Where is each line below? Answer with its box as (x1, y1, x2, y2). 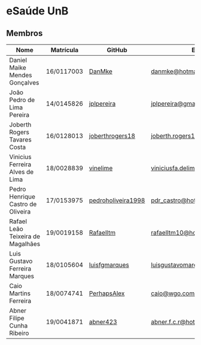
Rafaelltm (89, 229, 115, 236)
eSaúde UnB (6, 4, 69, 18)
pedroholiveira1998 (89, 196, 145, 205)
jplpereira (89, 100, 116, 107)
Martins (9, 289, 31, 298)
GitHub (106, 46, 127, 54)
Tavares (9, 136, 32, 143)
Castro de (9, 200, 37, 208)
